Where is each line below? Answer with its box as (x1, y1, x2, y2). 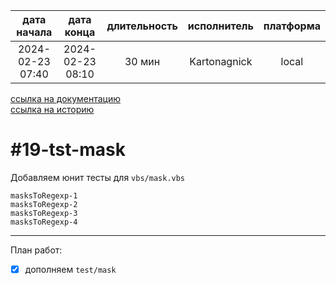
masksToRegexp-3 (10, 208, 78, 218)
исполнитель (187, 19, 254, 33)
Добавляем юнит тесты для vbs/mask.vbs (10, 171, 186, 183)
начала (16, 25, 53, 39)
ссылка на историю (10, 104, 95, 115)
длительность (106, 19, 178, 33)
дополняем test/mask (24, 263, 117, 275)
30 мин (124, 55, 161, 68)
